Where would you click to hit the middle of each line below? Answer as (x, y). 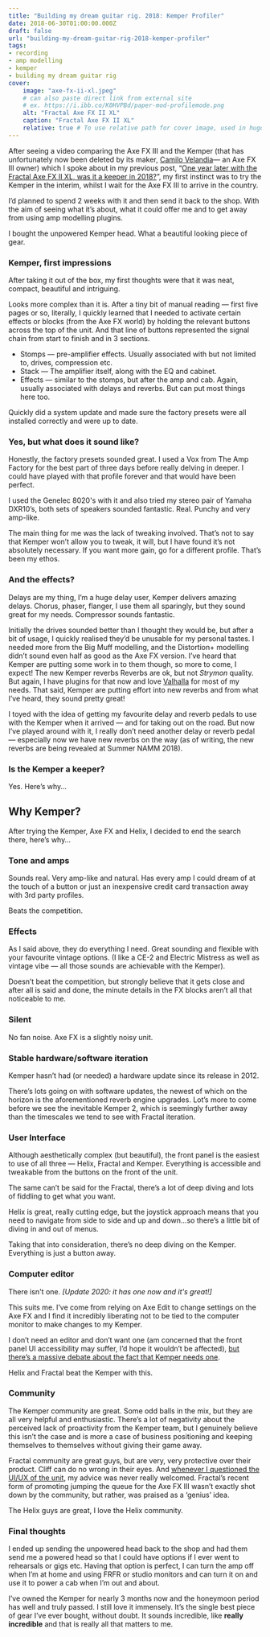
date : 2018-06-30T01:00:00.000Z (62, 23)
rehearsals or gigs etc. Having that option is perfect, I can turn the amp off (131, 1566)
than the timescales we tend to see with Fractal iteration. (102, 1117)
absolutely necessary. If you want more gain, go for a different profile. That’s (135, 550)
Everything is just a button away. (62, 1253)
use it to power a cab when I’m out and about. (84, 1583)
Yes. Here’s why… (37, 786)
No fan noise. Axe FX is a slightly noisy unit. (81, 1037)
